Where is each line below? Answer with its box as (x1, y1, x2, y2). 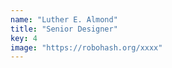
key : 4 (10, 33, 38, 43)
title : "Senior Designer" (10, 24, 118, 34)
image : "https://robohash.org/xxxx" (10, 42, 163, 53)
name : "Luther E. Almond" (10, 14, 118, 25)
